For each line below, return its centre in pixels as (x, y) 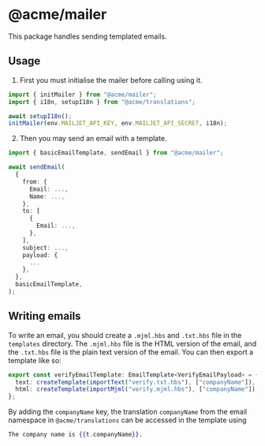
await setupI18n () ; (40, 116)
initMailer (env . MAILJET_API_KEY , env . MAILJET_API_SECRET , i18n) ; (118, 124)
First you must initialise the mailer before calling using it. (111, 80)
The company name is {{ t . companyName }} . (76, 435)
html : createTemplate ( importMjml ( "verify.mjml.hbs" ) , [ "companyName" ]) (136, 389)
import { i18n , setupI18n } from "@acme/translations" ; (102, 102)
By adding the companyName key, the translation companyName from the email (127, 412)
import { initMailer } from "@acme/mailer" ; (82, 95)
